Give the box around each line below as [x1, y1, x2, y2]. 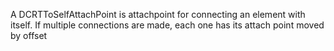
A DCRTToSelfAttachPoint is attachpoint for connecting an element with [10, 9, 306, 20]
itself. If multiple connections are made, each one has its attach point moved [10, 19, 325, 31]
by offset [10, 30, 48, 41]
